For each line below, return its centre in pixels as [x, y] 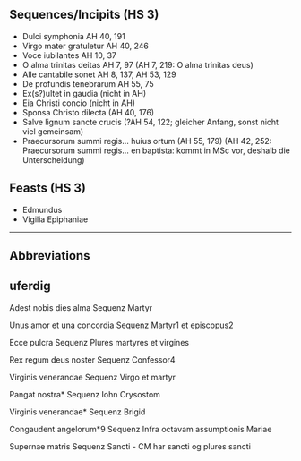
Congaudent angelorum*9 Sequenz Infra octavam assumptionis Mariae [141, 429]
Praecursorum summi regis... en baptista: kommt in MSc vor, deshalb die [156, 150]
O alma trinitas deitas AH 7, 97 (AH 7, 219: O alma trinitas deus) [138, 64]
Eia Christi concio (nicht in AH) [79, 103]
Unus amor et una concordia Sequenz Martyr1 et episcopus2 [121, 325]
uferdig [30, 286]
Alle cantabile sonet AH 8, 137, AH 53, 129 [99, 74]
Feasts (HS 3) [48, 188]
